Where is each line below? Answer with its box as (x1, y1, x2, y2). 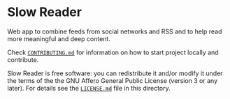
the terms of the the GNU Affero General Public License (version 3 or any (7, 76, 218, 84)
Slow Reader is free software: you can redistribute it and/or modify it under (7, 69, 223, 77)
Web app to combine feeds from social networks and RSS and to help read (7, 27, 222, 36)
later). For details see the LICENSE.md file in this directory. (7, 84, 171, 92)
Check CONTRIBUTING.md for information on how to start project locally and (7, 48, 219, 56)
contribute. (7, 55, 39, 63)
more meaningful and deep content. (7, 34, 110, 43)
